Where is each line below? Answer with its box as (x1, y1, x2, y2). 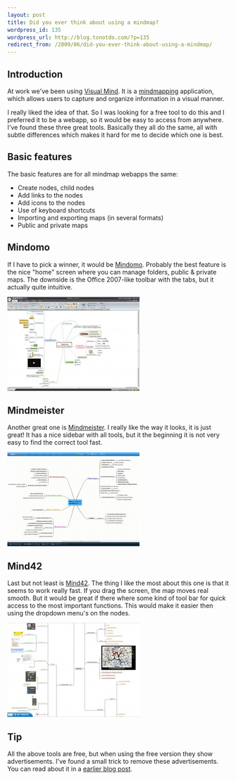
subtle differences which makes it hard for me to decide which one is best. (7, 131, 224, 139)
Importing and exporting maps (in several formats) (17, 213, 164, 222)
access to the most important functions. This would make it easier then (7, 601, 213, 610)
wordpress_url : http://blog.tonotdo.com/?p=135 (7, 34, 150, 41)
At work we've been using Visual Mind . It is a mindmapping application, (7, 87, 214, 95)
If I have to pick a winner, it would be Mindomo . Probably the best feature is (7, 260, 227, 268)
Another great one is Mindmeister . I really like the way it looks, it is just (7, 424, 211, 432)
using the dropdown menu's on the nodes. (7, 609, 130, 618)
